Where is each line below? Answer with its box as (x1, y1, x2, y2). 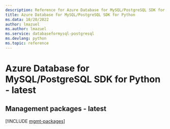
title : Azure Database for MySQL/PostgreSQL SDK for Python (5, 12, 136, 17)
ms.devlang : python (5, 36, 47, 41)
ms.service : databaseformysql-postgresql (5, 31, 95, 36)
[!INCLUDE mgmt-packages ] (5, 118, 65, 124)
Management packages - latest (5, 105, 107, 113)
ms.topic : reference (5, 41, 49, 46)
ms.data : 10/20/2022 (5, 17, 49, 22)
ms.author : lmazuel (5, 27, 47, 32)
